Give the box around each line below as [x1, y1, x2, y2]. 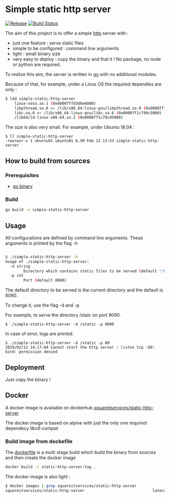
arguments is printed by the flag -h [5, 240, 78, 246]
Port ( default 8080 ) [23, 278, 67, 283]
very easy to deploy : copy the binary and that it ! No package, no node [12, 56, 161, 62]
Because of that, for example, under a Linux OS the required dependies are [5, 81, 162, 87]
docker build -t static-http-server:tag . [5, 465, 96, 470]
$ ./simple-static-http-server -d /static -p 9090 [5, 322, 114, 327]
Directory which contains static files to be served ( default [23, 268, 157, 274]
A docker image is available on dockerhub [5, 404, 93, 410]
